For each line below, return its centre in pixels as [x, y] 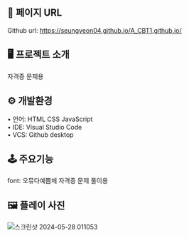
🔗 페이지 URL [35, 13]
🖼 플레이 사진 [36, 205]
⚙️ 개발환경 [30, 101]
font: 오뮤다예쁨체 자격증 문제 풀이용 [58, 181]
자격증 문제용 [26, 76]
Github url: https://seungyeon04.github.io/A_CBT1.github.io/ [95, 30]
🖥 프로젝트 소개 [38, 55]
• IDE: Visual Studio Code [45, 128]
